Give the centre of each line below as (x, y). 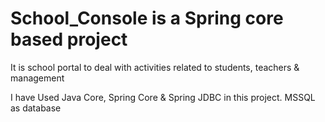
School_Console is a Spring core (147, 18)
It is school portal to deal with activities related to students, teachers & (155, 67)
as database (36, 108)
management (37, 78)
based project (69, 39)
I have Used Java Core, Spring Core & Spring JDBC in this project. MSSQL (163, 97)
